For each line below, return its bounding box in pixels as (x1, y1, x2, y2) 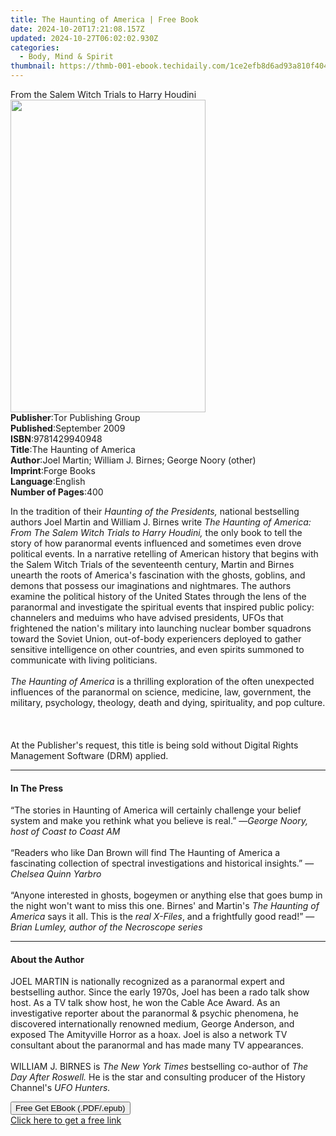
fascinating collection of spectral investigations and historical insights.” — (10, 857, 315, 870)
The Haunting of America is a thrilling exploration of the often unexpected (10, 676, 315, 687)
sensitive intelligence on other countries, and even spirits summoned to (10, 644, 305, 655)
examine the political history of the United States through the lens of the (10, 591, 307, 602)
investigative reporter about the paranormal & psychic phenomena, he (10, 1007, 299, 1020)
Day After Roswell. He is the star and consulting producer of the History (10, 1071, 306, 1083)
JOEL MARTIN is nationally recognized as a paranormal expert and (10, 976, 285, 988)
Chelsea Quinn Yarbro (10, 868, 102, 880)
